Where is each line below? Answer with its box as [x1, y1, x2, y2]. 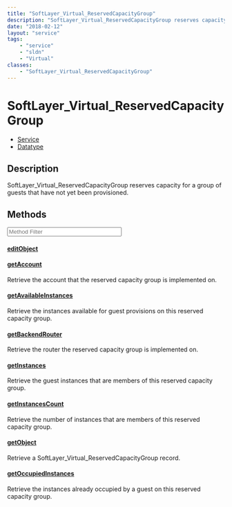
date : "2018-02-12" [7, 23, 64, 30]
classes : [7, 62, 32, 68]
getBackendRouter [7, 330, 63, 338]
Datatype [17, 142, 43, 151]
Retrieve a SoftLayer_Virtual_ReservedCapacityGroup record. [7, 454, 181, 462]
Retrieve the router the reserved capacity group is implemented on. [7, 345, 199, 353]
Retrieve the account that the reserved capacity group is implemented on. [7, 275, 217, 284]
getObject [7, 439, 37, 447]
